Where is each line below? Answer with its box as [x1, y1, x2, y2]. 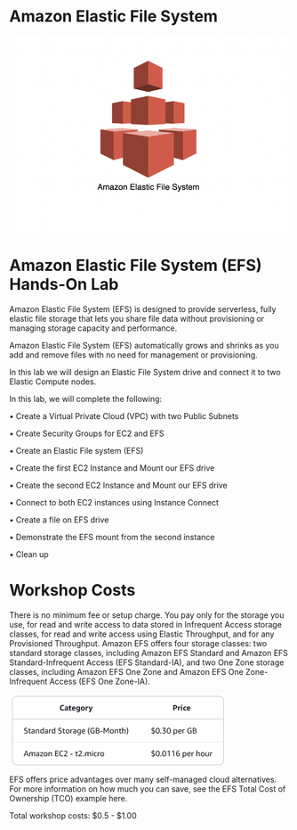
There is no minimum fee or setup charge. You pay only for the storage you [9, 609, 285, 620]
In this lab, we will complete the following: [9, 393, 163, 404]
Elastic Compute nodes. [9, 376, 97, 387]
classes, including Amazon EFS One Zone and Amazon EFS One [9, 666, 245, 677]
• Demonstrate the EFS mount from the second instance [9, 531, 215, 542]
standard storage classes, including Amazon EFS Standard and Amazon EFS [9, 647, 289, 658]
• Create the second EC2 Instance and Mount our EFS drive [9, 480, 229, 490]
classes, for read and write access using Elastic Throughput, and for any [9, 629, 275, 639]
